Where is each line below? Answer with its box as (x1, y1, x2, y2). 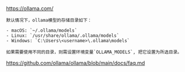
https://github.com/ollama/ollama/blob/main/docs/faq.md (6, 60, 145, 66)
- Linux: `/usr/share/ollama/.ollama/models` (6, 33, 119, 39)
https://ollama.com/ (6, 5, 54, 12)
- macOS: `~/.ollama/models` (6, 28, 78, 33)
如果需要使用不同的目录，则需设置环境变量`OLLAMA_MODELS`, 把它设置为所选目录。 (6, 49, 182, 55)
